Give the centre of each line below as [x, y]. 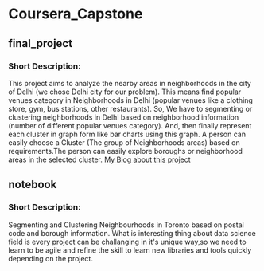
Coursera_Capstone [76, 14]
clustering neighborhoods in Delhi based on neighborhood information [124, 117]
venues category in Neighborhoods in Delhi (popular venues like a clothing [130, 100]
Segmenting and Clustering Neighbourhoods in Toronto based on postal [126, 225]
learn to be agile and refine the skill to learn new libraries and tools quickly [130, 250]
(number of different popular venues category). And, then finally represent [130, 125]
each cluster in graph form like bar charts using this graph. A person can [127, 134]
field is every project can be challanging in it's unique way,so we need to [127, 242]
